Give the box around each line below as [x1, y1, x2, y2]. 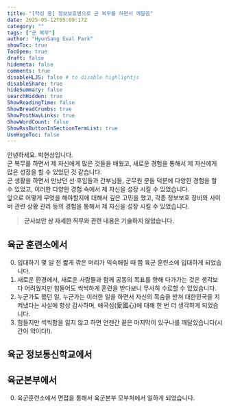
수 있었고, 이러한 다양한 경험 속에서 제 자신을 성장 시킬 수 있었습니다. [7, 185, 190, 193]
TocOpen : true [7, 49, 48, 56]
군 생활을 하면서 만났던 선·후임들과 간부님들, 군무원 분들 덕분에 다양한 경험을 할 [7, 176, 217, 185]
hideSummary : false [7, 86, 63, 93]
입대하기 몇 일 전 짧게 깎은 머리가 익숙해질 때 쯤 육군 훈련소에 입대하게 [16, 259, 204, 267]
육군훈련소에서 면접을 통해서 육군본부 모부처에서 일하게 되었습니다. [16, 394, 195, 402]
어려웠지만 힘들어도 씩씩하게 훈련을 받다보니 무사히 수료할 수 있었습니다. [24, 284, 217, 292]
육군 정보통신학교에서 [7, 349, 93, 361]
